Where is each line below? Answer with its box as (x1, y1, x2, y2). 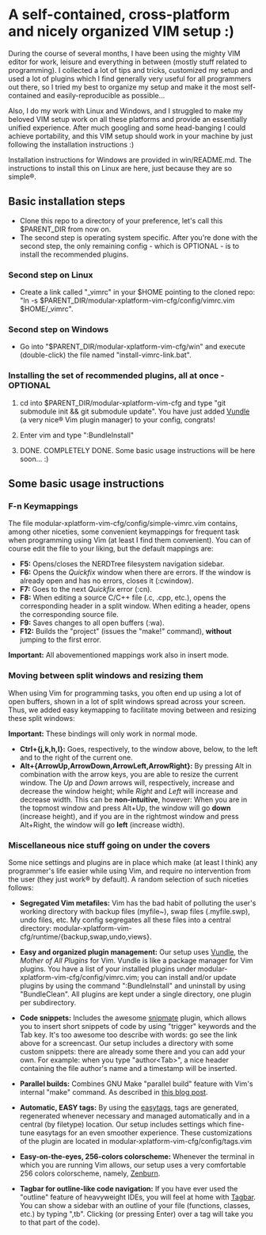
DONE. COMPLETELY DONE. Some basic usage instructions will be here (19, 445, 256, 455)
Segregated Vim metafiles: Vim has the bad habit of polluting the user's (19, 898, 256, 908)
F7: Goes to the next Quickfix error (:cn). (19, 585, 153, 594)
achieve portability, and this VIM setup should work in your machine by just (8, 131, 253, 140)
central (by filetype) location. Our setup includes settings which (19, 1119, 227, 1129)
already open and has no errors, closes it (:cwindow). (19, 576, 194, 585)
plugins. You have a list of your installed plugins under (19, 964, 196, 974)
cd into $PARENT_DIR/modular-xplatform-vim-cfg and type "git (19, 398, 226, 407)
